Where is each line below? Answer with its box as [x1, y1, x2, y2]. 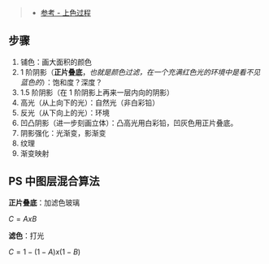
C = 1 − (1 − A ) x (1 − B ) [8, 247, 81, 257]
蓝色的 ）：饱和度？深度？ [20, 77, 103, 87]
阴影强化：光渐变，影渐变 [20, 128, 106, 137]
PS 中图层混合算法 [8, 175, 100, 188]
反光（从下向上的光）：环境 [20, 107, 110, 117]
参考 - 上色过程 [40, 8, 91, 17]
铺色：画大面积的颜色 [20, 57, 92, 67]
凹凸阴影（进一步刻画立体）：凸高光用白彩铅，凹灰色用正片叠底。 [20, 118, 238, 128]
